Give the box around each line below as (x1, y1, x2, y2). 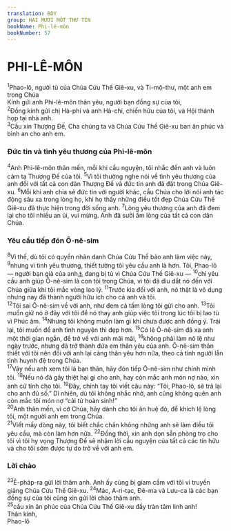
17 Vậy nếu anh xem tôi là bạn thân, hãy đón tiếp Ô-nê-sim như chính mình (7, 364, 216, 373)
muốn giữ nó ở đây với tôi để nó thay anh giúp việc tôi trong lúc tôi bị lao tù (7, 308, 219, 317)
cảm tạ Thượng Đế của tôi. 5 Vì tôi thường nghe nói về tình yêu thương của (7, 171, 216, 180)
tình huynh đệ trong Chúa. (7, 356, 81, 364)
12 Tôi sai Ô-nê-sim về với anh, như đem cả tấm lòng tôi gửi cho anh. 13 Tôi (7, 300, 215, 310)
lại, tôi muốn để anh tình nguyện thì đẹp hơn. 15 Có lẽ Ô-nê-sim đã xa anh (7, 324, 214, 334)
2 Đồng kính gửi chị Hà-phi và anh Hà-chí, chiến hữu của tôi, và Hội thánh (7, 105, 214, 115)
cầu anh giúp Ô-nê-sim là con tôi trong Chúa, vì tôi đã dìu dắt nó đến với (7, 277, 212, 286)
